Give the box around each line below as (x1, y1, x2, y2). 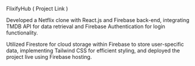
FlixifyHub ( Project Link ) (6, 5, 68, 12)
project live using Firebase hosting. (6, 54, 92, 60)
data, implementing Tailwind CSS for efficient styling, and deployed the (6, 47, 180, 54)
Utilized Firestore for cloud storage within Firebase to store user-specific (6, 41, 184, 48)
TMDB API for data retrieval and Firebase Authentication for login (6, 23, 165, 30)
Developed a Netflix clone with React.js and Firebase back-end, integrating (6, 17, 190, 23)
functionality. (6, 29, 39, 36)
